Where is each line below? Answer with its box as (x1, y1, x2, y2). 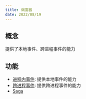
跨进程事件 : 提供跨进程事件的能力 (12, 82, 81, 88)
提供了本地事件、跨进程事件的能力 (5, 46, 75, 52)
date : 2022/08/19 (5, 12, 41, 17)
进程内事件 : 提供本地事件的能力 (12, 76, 76, 82)
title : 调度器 (5, 7, 32, 12)
